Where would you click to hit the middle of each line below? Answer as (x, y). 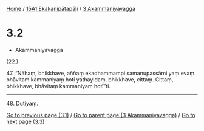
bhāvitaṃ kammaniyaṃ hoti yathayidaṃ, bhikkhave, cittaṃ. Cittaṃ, (90, 79)
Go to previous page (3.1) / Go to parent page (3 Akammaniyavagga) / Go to (101, 115)
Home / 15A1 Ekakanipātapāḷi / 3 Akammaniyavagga (71, 9)
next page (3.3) (25, 121)
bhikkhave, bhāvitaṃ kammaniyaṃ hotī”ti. (59, 86)
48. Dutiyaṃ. (22, 103)
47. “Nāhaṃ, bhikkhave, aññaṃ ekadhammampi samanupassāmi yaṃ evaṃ (100, 73)
